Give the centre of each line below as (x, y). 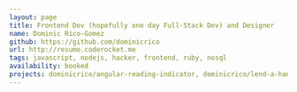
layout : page (33, 17)
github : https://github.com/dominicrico (85, 42)
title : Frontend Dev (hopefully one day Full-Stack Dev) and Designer (142, 25)
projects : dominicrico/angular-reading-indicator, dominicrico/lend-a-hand (152, 74)
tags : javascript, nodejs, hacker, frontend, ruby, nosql (118, 58)
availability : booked (49, 67)
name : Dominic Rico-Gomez (57, 33)
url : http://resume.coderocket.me (73, 50)
